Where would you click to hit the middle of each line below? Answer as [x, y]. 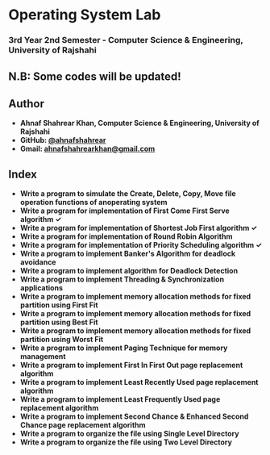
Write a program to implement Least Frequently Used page [120, 399]
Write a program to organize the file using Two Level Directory [126, 442]
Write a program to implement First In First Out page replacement [131, 365]
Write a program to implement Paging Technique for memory [124, 348]
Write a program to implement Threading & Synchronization [122, 279]
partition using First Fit [59, 305]
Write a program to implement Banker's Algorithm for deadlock [128, 254]
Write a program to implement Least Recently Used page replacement [139, 382]
